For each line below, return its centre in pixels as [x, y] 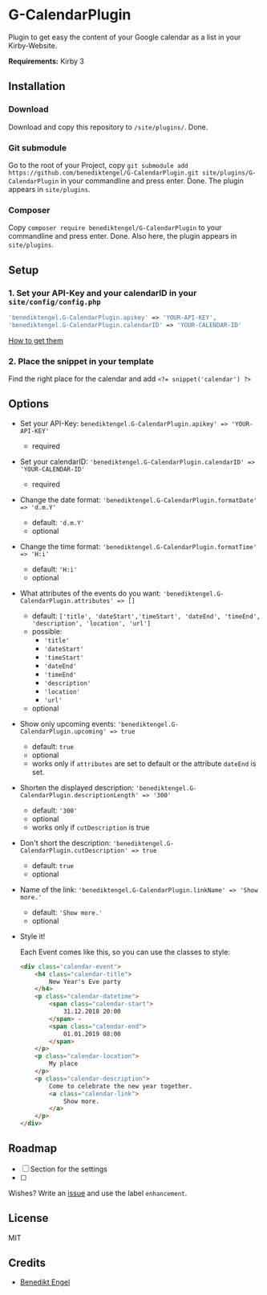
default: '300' [55, 810]
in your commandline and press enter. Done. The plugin [152, 180]
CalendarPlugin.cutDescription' [74, 850]
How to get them [36, 340]
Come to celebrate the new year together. [121, 1086]
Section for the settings [69, 1169]
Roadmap [33, 1148]
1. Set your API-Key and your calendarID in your [103, 293]
